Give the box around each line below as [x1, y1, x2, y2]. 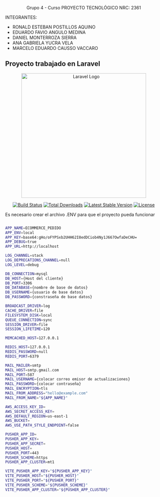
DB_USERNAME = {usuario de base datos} [5, 290, 84, 295]
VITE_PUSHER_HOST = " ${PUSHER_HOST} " [5, 474, 79, 479]
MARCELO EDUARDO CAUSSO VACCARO [12, 45, 98, 51]
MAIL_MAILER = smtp [5, 363, 41, 368]
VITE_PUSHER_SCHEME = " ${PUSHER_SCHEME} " [5, 483, 88, 488]
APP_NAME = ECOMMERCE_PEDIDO [5, 225, 61, 230]
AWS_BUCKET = [5, 418, 30, 423]
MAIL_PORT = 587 [5, 372, 35, 377]
